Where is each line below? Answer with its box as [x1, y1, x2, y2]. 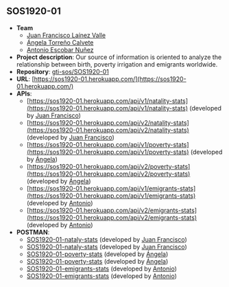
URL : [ [16, 75, 35, 83]
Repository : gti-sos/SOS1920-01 [16, 67, 109, 76]
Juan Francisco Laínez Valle [26, 31, 106, 39]
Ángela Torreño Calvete [26, 38, 94, 47]
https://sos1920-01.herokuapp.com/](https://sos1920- [34, 75, 186, 83]
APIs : [16, 89, 32, 97]
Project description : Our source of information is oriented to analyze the [16, 53, 222, 61]
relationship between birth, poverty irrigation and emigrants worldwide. [16, 60, 218, 68]
